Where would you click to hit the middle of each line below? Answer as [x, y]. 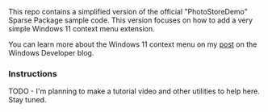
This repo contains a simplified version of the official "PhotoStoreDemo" [128, 12]
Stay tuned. [27, 100]
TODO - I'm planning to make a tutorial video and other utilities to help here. [134, 91]
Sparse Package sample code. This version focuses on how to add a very [130, 20]
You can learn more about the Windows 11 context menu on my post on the [133, 44]
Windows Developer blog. [51, 53]
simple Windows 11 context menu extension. [82, 29]
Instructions [33, 73]
